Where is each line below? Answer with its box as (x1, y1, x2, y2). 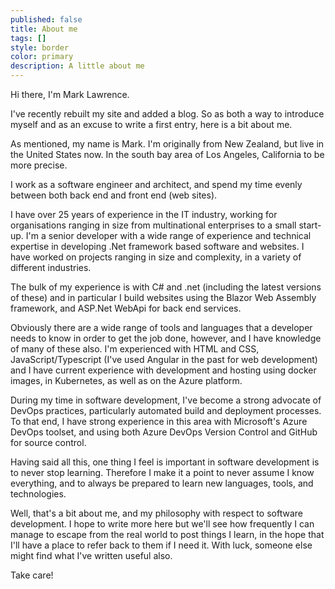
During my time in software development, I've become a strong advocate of (10, 394, 322, 406)
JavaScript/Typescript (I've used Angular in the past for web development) (10, 354, 318, 365)
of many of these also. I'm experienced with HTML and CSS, (10, 343, 260, 355)
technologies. (10, 488, 67, 500)
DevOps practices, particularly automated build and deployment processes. (10, 405, 322, 416)
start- (298, 219, 322, 231)
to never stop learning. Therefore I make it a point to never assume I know (10, 467, 315, 478)
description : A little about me (10, 61, 145, 71)
